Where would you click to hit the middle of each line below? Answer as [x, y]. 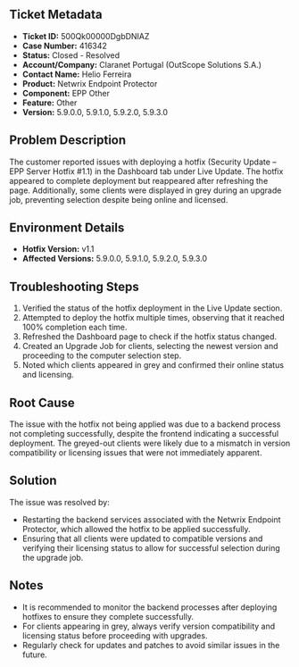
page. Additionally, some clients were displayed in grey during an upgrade [145, 190]
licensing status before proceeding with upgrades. [115, 635]
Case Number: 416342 [64, 46]
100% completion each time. [75, 327]
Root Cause [42, 402]
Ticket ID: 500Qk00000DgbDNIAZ [86, 36]
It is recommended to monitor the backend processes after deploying [149, 607]
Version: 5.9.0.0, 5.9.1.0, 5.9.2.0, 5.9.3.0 [95, 112]
